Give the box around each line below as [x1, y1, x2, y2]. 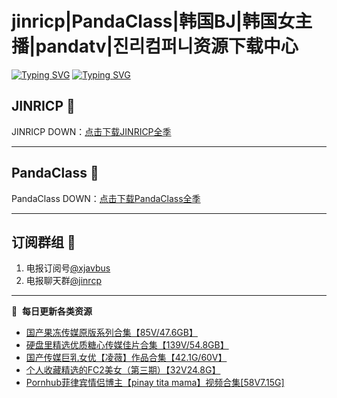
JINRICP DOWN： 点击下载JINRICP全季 [11, 125, 172, 137]
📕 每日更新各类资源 [11, 305, 93, 317]
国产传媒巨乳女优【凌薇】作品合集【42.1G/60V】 [25, 352, 228, 364]
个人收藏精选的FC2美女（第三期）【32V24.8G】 [25, 364, 221, 376]
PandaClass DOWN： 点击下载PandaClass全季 [11, 192, 201, 204]
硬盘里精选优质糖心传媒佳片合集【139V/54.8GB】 [25, 339, 229, 351]
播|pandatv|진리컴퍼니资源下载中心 [11, 35, 299, 58]
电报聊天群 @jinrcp [25, 275, 102, 287]
